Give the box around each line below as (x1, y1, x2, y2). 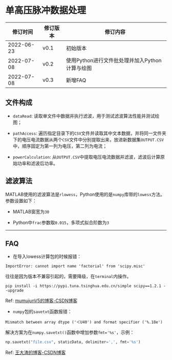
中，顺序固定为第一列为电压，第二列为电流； (12, 143, 107, 149)
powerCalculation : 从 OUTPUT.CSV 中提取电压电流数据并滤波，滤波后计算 (12, 154, 160, 160)
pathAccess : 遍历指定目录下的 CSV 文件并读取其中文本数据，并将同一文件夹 (12, 130, 166, 136)
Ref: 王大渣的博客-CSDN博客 (5, 349, 66, 356)
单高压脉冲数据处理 (5, 5, 87, 16)
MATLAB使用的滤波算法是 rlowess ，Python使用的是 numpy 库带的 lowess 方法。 (5, 191, 165, 197)
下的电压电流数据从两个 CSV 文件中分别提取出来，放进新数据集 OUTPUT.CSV (12, 136, 164, 142)
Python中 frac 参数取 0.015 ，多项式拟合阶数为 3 (12, 219, 109, 225)
